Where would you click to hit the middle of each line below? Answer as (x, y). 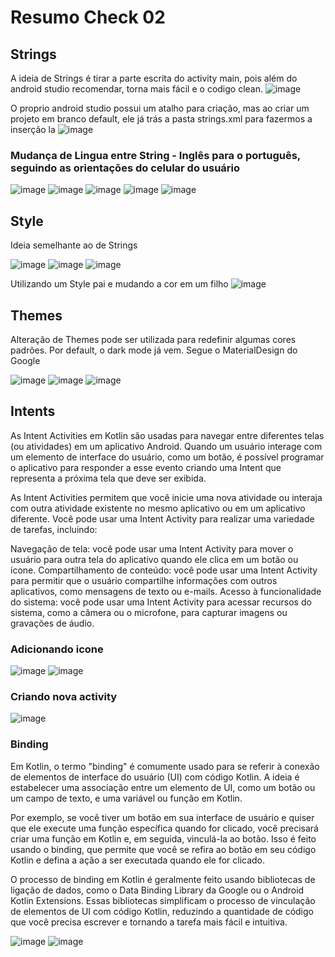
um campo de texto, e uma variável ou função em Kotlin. (126, 798)
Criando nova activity (64, 696)
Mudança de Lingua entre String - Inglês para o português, (155, 155)
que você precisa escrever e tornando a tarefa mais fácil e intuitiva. (149, 922)
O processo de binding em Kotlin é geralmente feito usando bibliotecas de (163, 879)
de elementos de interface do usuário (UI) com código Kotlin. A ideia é (155, 777)
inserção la (33, 129)
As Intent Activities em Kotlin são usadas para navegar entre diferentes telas (167, 435)
